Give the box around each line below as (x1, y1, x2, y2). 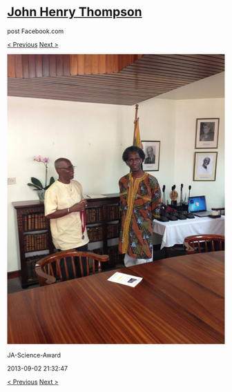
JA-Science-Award (7, 351, 61, 359)
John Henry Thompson (7, 4, 143, 20)
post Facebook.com (7, 27, 64, 35)
